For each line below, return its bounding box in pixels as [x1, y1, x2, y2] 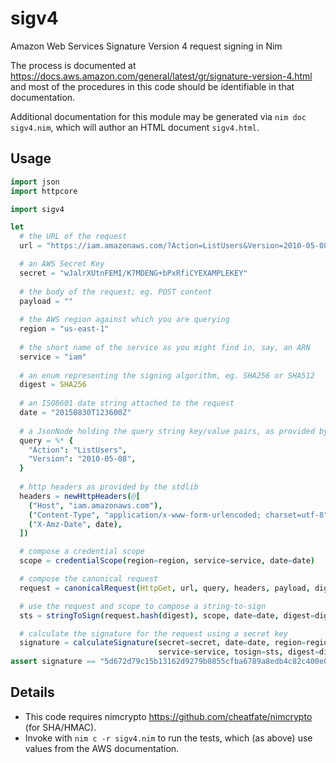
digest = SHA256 [19, 380, 87, 390]
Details [10, 684, 55, 701]
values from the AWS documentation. [24, 742, 180, 754]
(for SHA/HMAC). [24, 721, 97, 733]
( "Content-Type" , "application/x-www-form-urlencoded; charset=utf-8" [28, 510, 329, 520]
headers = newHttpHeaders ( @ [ [19, 491, 141, 501]
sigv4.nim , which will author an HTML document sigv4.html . [10, 121, 260, 133]
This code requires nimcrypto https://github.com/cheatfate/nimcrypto [24, 710, 313, 722]
